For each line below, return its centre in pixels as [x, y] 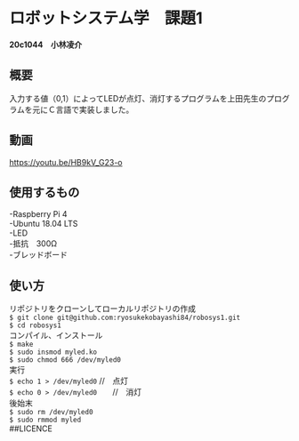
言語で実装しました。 [95, 109]
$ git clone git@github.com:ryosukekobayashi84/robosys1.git [125, 318]
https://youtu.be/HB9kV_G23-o [66, 162]
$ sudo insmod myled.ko [53, 352]
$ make [21, 345]
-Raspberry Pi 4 [39, 214]
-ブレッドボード [39, 255]
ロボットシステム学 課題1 [106, 18]
